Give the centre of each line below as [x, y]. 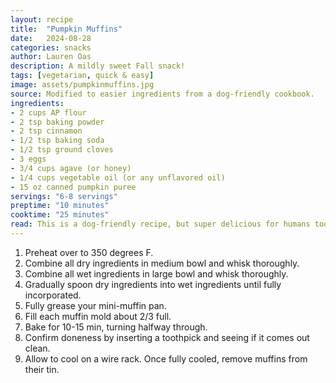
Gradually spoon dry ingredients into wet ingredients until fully [153, 284]
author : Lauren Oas [51, 57]
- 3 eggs [28, 159]
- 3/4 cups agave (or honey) [71, 168]
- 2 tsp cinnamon [46, 131]
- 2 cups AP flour [48, 112]
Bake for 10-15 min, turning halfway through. [116, 327]
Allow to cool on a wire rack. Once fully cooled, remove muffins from [166, 358]
